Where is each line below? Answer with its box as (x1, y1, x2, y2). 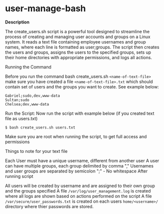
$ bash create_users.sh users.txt (5, 125, 76, 130)
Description (5, 19, 30, 25)
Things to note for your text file (5, 148, 68, 154)
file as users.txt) (5, 115, 38, 121)
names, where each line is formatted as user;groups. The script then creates (5, 44, 160, 50)
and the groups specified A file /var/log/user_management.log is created (5, 188, 151, 193)
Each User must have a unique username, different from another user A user (5, 157, 160, 164)
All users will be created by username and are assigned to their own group (5, 183, 155, 189)
